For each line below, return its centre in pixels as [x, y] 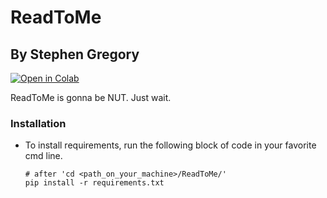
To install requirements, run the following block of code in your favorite [170, 145]
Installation [38, 123]
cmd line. [43, 156]
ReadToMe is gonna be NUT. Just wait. [91, 97]
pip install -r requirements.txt [94, 183]
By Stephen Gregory [75, 54]
